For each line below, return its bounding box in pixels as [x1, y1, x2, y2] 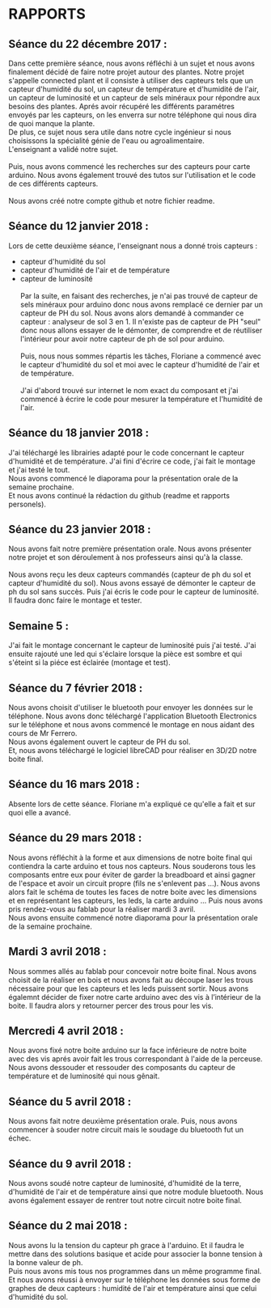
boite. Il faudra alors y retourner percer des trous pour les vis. [8, 1001, 214, 1010]
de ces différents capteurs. [8, 179, 99, 188]
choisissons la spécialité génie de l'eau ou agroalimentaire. [8, 136, 205, 146]
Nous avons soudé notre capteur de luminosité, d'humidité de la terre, [8, 1178, 242, 1187]
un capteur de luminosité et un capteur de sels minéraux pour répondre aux [8, 93, 260, 102]
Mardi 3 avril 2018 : [8, 945, 107, 959]
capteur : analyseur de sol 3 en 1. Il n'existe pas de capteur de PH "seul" [19, 316, 261, 326]
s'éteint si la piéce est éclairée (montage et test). [8, 658, 171, 667]
